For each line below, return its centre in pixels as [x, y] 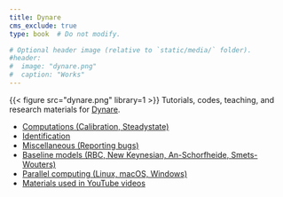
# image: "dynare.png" [53, 67]
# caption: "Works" [47, 75]
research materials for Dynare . [65, 109]
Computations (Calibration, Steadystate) [95, 126]
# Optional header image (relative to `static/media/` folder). [130, 50]
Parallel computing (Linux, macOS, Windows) [105, 173]
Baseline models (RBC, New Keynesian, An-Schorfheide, [126, 154]
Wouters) [39, 164]
